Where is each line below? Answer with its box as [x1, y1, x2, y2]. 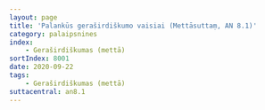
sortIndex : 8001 [9, 54, 70, 63]
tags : [9, 71, 29, 80]
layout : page [9, 12, 58, 22]
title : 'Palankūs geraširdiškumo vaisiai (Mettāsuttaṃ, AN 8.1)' [9, 21, 257, 30]
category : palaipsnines [9, 29, 98, 38]
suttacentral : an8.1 [9, 87, 87, 96]
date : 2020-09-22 [9, 63, 74, 72]
